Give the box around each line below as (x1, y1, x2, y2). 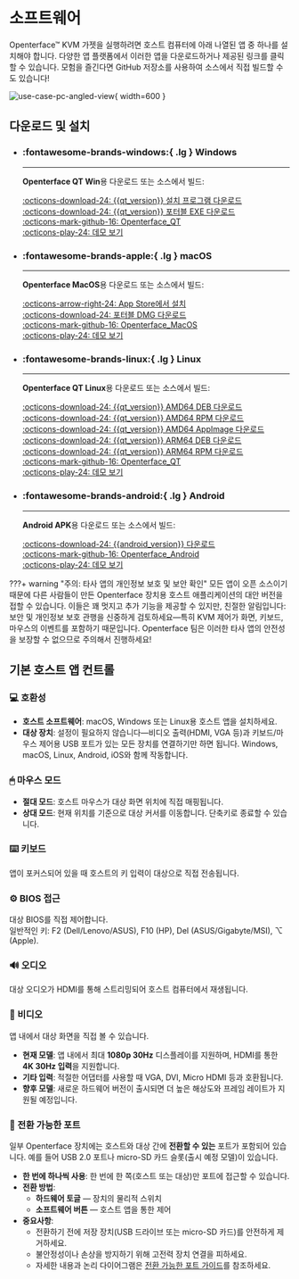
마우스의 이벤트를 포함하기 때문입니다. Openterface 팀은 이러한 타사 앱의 (9, 622, 263, 634)
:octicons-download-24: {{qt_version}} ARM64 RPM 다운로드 (21, 446, 244, 457)
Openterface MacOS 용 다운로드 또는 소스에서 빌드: (21, 278, 205, 290)
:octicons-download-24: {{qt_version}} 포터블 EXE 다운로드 (21, 206, 236, 217)
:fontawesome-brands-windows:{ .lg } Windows (21, 146, 238, 159)
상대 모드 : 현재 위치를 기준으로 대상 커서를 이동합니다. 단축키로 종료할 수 (21, 807, 271, 818)
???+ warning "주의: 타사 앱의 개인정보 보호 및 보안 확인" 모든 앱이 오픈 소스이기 (9, 577, 288, 589)
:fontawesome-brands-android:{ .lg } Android (21, 490, 225, 502)
